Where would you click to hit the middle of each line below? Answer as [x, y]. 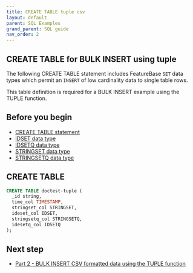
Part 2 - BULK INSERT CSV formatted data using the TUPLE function [100, 264]
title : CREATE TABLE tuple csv [46, 12]
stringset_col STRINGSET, [44, 208]
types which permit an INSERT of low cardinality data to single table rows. [97, 80]
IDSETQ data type [37, 145]
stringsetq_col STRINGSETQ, [47, 219]
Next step [25, 249]
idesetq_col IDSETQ [36, 224]
